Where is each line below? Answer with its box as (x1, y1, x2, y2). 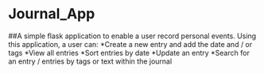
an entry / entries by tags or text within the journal (8, 56, 173, 66)
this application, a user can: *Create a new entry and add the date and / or (8, 39, 253, 49)
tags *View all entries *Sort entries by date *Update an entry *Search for (8, 48, 250, 57)
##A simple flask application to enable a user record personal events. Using (8, 31, 257, 41)
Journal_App (8, 5, 95, 23)
